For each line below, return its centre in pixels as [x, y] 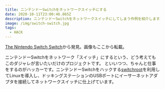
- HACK [16, 32]
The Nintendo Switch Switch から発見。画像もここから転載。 [66, 47]
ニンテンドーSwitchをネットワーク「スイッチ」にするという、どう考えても [81, 57]
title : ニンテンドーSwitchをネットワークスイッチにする [56, 10]
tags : [11, 28]
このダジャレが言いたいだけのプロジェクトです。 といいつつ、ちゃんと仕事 [81, 63]
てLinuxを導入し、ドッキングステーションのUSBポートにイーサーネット [77, 76]
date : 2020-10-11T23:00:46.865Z [38, 14]
